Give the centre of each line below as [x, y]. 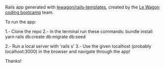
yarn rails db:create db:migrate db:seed [45, 37]
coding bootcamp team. [29, 12]
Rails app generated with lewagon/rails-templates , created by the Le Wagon [82, 7]
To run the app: [21, 22]
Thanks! [13, 61]
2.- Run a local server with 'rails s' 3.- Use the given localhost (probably [78, 46]
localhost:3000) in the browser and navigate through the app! [68, 51]
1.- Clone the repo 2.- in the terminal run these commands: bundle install [79, 31]
